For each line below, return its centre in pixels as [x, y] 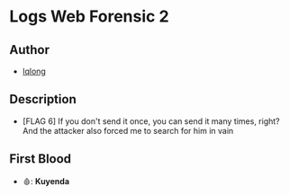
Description [43, 99]
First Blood [41, 159]
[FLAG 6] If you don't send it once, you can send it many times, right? [151, 121]
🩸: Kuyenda [46, 181]
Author [29, 50]
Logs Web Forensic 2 [89, 17]
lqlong [34, 71]
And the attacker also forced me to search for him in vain [128, 130]
